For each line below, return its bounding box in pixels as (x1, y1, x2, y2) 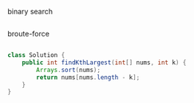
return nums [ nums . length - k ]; (36, 73, 141, 82)
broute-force (7, 29, 49, 38)
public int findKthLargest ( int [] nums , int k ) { (22, 59, 187, 67)
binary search (7, 7, 53, 16)
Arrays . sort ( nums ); (36, 66, 101, 74)
